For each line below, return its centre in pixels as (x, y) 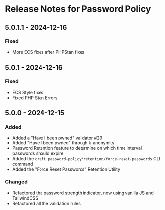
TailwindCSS (25, 198)
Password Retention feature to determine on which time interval (77, 148)
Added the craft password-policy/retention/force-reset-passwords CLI (86, 159)
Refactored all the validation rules (46, 203)
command (22, 164)
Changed (17, 182)
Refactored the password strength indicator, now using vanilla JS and (83, 193)
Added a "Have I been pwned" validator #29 (57, 138)
